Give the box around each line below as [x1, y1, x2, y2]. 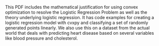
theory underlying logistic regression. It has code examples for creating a [5, 15, 155, 20]
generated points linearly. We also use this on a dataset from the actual [5, 25, 150, 31]
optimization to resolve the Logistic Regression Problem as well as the [5, 9, 147, 15]
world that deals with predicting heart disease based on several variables [5, 30, 154, 36]
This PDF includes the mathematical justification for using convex [5, 4, 138, 10]
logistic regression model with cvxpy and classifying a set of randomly [5, 20, 149, 25]
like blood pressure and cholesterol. [5, 35, 78, 41]
